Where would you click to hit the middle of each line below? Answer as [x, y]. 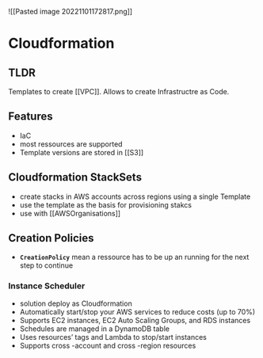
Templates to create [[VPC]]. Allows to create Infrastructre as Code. [119, 91]
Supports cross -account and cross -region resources [108, 345]
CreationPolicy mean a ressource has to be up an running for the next [134, 257]
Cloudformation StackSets [75, 177]
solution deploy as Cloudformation [76, 303]
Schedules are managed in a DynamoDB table [95, 329]
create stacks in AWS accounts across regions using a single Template [135, 196]
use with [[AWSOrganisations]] [70, 213]
